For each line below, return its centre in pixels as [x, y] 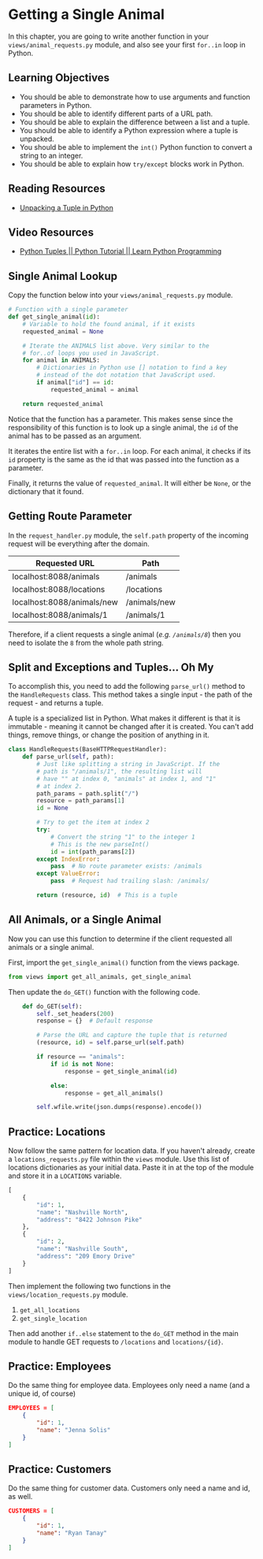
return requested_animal [63, 404]
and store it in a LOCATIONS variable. [65, 1176]
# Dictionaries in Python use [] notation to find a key [131, 368]
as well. [20, 1497]
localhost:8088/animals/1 [60, 615]
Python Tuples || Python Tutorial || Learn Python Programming [120, 251]
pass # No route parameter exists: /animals [126, 866]
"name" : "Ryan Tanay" [72, 1533]
